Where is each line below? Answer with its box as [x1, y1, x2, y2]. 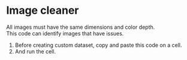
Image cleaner [6, 4, 79, 17]
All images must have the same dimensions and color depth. [6, 23, 155, 31]
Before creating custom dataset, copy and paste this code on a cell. [14, 41, 182, 49]
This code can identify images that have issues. [6, 29, 124, 37]
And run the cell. [14, 47, 56, 55]
